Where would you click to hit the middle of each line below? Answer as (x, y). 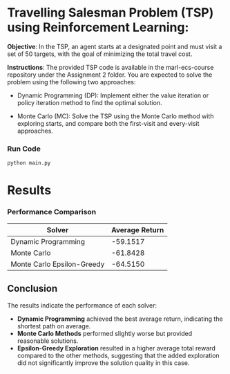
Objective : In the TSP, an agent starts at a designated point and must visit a (115, 46)
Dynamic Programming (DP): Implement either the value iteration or (113, 95)
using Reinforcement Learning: (98, 27)
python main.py (29, 163)
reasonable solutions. (48, 341)
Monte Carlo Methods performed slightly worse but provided (105, 333)
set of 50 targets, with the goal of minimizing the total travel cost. (100, 54)
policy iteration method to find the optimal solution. (89, 102)
